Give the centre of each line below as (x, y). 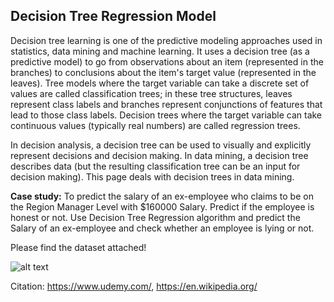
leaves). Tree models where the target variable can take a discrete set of (160, 83)
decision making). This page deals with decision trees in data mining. (152, 176)
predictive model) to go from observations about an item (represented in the (167, 61)
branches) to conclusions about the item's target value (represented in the (163, 72)
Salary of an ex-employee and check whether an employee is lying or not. (162, 228)
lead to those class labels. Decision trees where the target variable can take (166, 115)
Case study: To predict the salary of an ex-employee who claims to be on (162, 196)
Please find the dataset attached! (78, 247)
